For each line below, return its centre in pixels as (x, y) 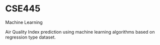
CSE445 (23, 9)
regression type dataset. (31, 37)
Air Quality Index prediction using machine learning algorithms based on (80, 32)
